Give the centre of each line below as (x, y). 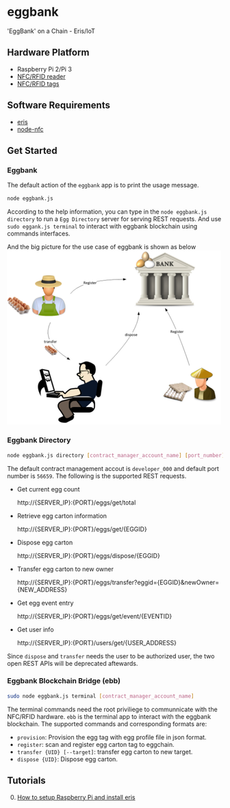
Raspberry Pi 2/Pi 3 (44, 69)
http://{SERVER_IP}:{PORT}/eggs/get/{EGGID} (82, 529)
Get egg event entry (45, 603)
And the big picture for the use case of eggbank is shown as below (102, 247)
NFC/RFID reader (41, 76)
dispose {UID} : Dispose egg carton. (67, 759)
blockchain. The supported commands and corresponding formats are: (107, 724)
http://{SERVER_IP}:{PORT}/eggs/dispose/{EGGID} (89, 555)
